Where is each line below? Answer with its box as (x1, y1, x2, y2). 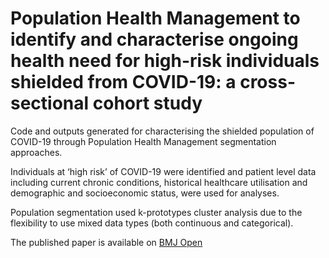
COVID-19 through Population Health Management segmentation (10, 135, 277, 147)
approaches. (10, 146, 63, 158)
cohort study (92, 92, 203, 115)
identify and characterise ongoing (10, 28, 299, 51)
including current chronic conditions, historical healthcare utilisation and (10, 176, 308, 188)
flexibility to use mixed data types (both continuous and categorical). (10, 217, 294, 229)
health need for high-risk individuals (10, 50, 320, 72)
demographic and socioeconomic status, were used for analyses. (10, 187, 280, 199)
